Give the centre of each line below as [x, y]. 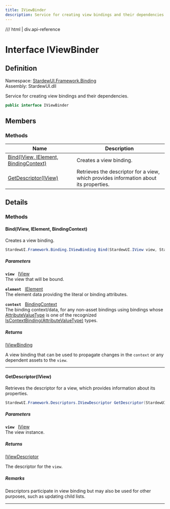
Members [21, 121]
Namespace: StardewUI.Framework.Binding [51, 81]
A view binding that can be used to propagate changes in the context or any [84, 355]
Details [16, 202]
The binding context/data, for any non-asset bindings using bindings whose [84, 310]
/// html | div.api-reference [33, 29]
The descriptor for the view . [34, 467]
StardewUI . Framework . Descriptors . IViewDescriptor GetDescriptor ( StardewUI [86, 403]
